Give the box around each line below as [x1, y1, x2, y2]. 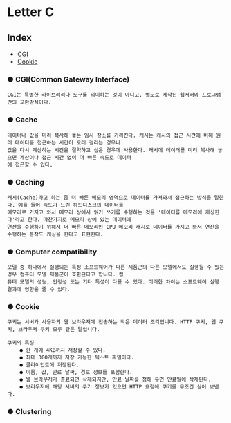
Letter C [7, 4, 54, 20]
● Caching [7, 177, 45, 187]
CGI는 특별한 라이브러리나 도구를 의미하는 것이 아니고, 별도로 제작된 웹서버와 [7, 91, 199, 99]
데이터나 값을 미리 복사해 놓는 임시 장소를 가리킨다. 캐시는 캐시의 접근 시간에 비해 [7, 132, 213, 139]
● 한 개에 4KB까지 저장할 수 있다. [19, 347, 106, 354]
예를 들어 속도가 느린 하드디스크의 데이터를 [18, 201, 124, 208]
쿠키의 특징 [7, 339, 35, 346]
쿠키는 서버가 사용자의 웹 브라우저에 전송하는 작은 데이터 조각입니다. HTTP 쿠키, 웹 [7, 319, 216, 326]
